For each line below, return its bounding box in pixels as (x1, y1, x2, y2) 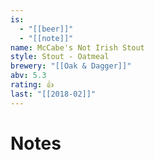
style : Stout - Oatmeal (10, 52, 110, 62)
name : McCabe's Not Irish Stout (10, 42, 145, 53)
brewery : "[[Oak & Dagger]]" (10, 61, 132, 71)
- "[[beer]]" (19, 24, 74, 34)
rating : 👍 (10, 80, 55, 90)
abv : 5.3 (10, 71, 47, 81)
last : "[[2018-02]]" (10, 89, 97, 99)
